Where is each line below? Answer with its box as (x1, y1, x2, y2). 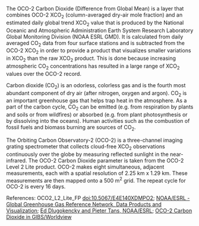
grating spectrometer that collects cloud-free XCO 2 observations (6, 142, 165, 151)
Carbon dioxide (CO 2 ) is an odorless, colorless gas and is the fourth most (6, 81, 186, 90)
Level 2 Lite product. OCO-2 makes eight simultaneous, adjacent (6, 163, 165, 170)
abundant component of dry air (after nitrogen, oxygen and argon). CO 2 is (6, 89, 187, 98)
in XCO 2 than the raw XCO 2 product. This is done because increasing (6, 55, 176, 63)
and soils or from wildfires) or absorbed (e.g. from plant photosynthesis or (6, 111, 188, 118)
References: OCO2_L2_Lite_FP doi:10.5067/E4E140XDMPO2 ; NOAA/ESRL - (6, 195, 190, 202)
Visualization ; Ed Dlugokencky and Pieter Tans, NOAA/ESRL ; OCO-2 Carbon (6, 207, 192, 214)
